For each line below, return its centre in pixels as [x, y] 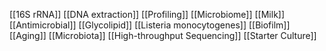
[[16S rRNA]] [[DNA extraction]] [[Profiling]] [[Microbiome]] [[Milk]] [147, 14]
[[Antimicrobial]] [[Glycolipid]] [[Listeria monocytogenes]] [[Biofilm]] [150, 25]
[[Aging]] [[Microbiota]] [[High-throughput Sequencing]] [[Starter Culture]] [163, 35]
